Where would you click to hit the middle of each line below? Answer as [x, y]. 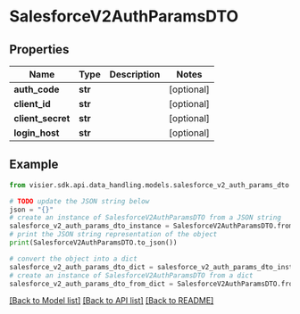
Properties [39, 50]
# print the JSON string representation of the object [113, 235]
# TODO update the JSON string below [79, 201]
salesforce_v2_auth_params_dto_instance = [89, 226]
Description [135, 74]
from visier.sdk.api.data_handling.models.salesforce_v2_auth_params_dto [150, 185]
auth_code [37, 89]
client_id [32, 104]
